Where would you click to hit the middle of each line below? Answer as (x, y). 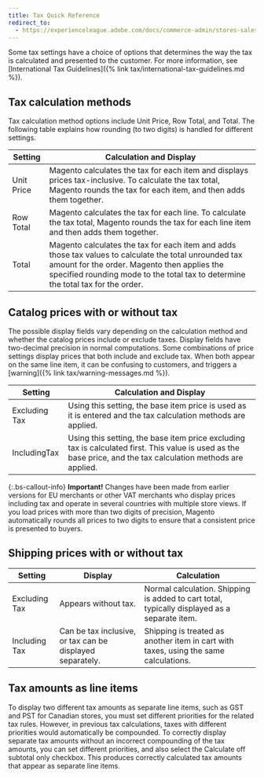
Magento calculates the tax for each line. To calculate (147, 213)
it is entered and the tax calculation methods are (157, 415)
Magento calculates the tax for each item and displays (149, 171)
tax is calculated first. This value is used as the (154, 448)
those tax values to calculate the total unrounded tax (146, 255)
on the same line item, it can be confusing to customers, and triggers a (123, 365)
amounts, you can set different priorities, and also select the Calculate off (127, 749)
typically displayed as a (187, 608)
